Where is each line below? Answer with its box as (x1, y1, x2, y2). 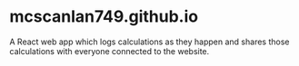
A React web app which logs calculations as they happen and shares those (9, 36, 290, 47)
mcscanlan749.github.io (9, 6, 198, 27)
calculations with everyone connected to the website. (9, 45, 210, 56)
